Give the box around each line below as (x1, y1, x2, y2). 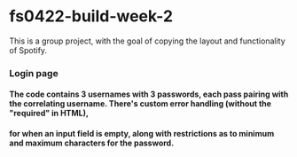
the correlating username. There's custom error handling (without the (9, 98, 272, 109)
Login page (9, 67, 59, 79)
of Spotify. (9, 44, 47, 55)
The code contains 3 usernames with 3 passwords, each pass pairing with (9, 89, 289, 99)
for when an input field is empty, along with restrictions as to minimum (9, 129, 275, 139)
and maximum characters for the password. (9, 137, 175, 148)
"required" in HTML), (9, 108, 89, 119)
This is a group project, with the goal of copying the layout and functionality (9, 35, 285, 46)
